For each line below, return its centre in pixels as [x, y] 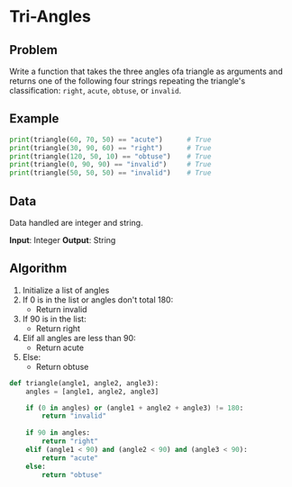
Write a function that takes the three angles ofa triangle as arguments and [146, 71]
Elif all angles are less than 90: [79, 338]
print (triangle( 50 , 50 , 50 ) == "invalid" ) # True [110, 173]
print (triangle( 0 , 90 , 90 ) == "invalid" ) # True [110, 165]
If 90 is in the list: [55, 319]
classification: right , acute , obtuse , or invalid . [96, 90]
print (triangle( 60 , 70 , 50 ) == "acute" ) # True [110, 140]
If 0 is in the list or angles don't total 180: [98, 300]
